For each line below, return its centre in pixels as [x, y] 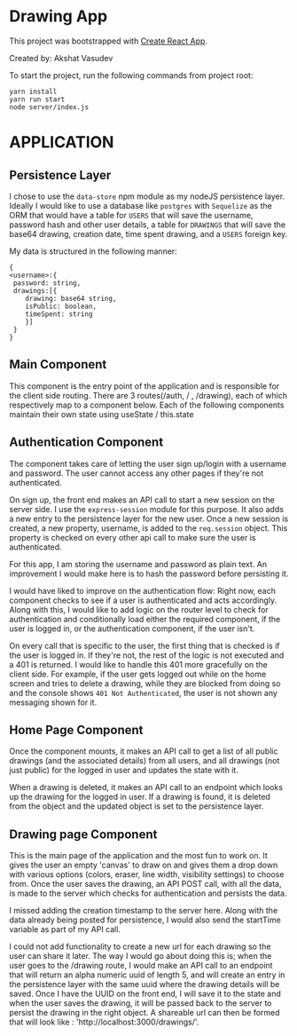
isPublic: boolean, [61, 306]
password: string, [47, 283]
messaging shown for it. [53, 702]
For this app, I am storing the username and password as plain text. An [138, 564]
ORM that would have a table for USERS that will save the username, [131, 215]
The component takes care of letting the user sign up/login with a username [148, 463]
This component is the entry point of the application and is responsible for [145, 386]
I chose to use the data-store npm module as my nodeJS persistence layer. [147, 196]
